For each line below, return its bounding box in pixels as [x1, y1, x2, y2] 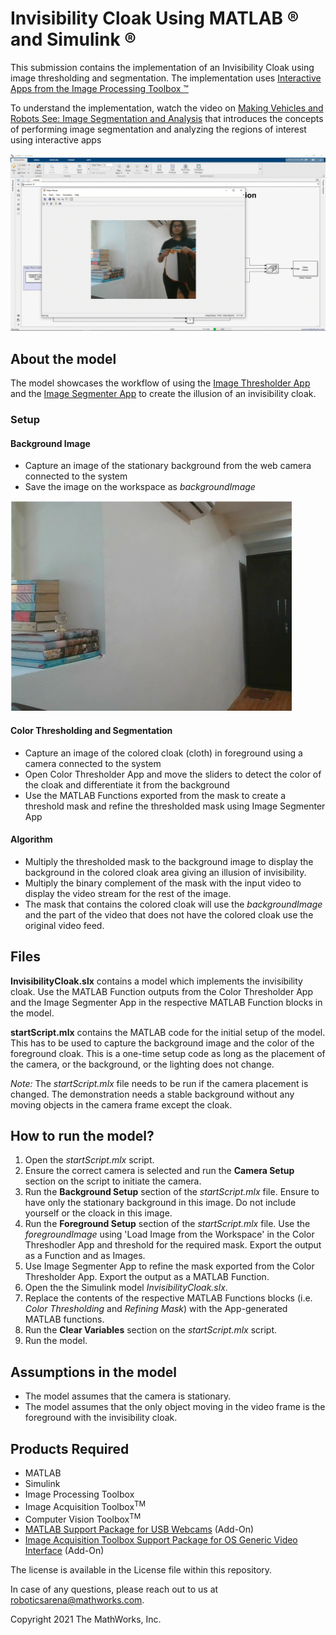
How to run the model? [10, 1127, 155, 1144]
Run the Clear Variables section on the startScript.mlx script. [24, 1324, 278, 1336]
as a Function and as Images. [24, 1250, 146, 1262]
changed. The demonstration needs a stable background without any [10, 1088, 295, 1100]
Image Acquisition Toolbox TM [24, 1499, 147, 1512]
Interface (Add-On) [24, 1545, 105, 1557]
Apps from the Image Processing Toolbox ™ [10, 82, 189, 94]
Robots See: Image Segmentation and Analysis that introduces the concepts [10, 112, 324, 124]
